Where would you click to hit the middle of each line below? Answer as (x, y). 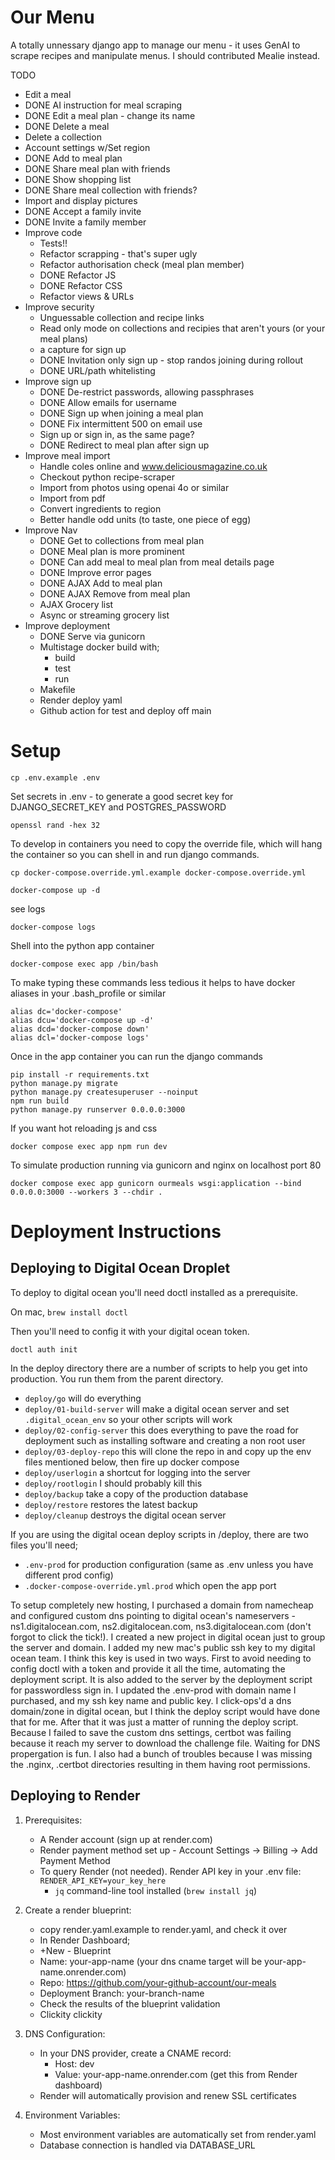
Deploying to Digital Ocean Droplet (120, 1268)
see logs (28, 908)
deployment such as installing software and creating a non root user (165, 1440)
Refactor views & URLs (87, 296)
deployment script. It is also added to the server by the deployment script (161, 1679)
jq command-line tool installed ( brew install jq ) (156, 1890)
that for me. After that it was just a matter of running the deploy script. (154, 1722)
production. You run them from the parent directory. (117, 1378)
